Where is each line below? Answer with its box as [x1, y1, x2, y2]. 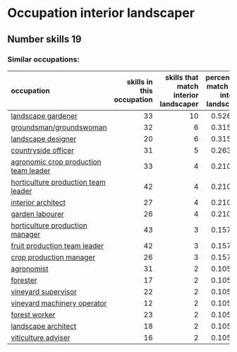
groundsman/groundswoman [11, 122, 107, 132]
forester [11, 275, 37, 285]
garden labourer [11, 209, 65, 218]
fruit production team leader [11, 240, 104, 250]
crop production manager [11, 252, 96, 262]
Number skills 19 [7, 33, 82, 45]
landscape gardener [11, 111, 78, 121]
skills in [126, 76, 153, 86]
